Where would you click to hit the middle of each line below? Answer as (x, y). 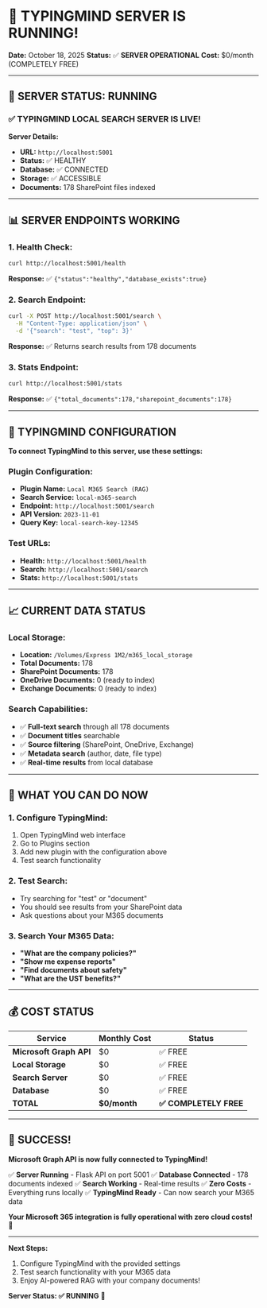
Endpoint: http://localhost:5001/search (87, 506)
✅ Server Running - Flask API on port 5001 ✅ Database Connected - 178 (128, 1174)
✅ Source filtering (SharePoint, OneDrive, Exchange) (107, 744)
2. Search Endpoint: (47, 300)
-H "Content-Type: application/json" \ (81, 324)
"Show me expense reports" (68, 962)
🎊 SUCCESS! (40, 1140)
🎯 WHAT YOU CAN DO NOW (78, 795)
